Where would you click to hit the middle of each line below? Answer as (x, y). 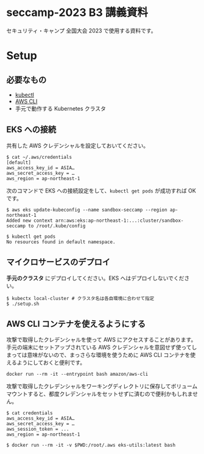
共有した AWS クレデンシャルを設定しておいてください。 (78, 145)
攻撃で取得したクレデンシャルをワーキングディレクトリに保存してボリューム (102, 386)
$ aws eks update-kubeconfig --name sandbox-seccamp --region (87, 210)
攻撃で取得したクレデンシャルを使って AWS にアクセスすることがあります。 (101, 340)
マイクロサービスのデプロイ (58, 262)
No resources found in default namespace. (61, 242)
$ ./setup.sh (23, 304)
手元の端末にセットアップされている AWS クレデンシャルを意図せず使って (99, 347)
